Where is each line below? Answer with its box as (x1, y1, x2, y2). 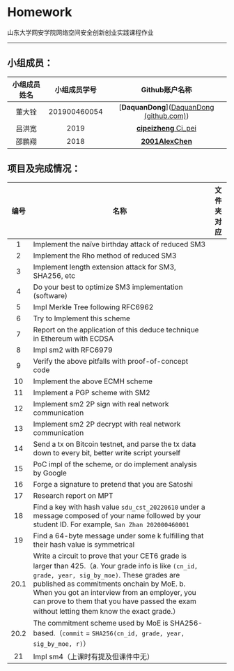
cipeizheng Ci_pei (136, 123, 197, 133)
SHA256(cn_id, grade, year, (91, 629, 185, 637)
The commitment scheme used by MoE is (33, 618, 169, 628)
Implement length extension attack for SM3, (33, 262, 176, 272)
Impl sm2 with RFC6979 (33, 345, 113, 355)
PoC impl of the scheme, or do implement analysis (33, 459, 197, 469)
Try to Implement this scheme (33, 314, 131, 323)
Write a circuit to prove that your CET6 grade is (33, 551, 187, 561)
